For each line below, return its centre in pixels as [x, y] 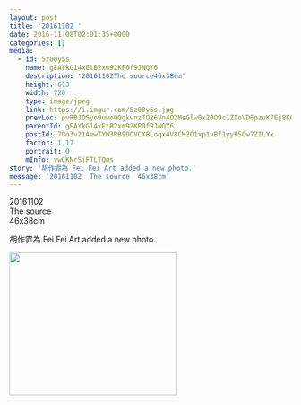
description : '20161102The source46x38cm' [106, 76]
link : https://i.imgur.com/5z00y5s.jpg [100, 110]
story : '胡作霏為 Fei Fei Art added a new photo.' [103, 168]
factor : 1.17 [50, 143]
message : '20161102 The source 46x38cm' [90, 176]
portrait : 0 [47, 151]
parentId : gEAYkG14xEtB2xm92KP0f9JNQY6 [100, 127]
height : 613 [47, 84]
